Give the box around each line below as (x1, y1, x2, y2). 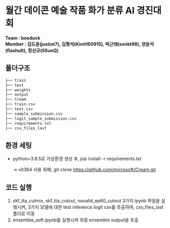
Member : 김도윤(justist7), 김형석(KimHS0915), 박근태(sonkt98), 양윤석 (5, 41, 154, 47)
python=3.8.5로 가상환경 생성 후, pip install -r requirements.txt (12, 156, 142, 162)
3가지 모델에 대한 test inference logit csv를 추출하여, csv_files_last (28, 204, 164, 210)
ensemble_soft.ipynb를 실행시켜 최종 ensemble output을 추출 (12, 217, 139, 223)
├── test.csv (5, 106, 33, 111)
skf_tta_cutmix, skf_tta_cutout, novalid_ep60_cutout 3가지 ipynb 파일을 (12, 198, 160, 203)
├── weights (5, 87, 31, 92)
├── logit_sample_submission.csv (5, 116, 77, 121)
